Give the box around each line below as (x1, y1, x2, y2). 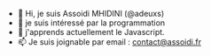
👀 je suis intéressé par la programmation (17, 17, 166, 28)
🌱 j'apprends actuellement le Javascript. (17, 27, 166, 37)
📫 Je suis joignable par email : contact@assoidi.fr (17, 37, 202, 47)
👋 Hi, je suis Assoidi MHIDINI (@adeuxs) (17, 9, 165, 18)
